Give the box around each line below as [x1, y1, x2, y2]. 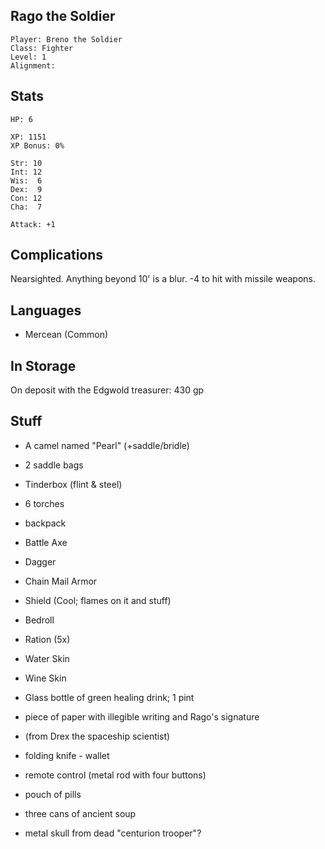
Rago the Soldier [10, 8, 116, 25]
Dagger [24, 555, 57, 568]
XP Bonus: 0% [10, 140, 65, 151]
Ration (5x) [24, 633, 71, 645]
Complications [10, 247, 104, 264]
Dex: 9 [10, 184, 43, 194]
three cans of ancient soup [24, 807, 137, 819]
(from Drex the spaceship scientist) [24, 730, 171, 742]
